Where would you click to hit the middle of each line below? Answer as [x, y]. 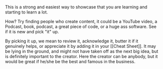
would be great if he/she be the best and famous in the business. [70, 62]
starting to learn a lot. [27, 12]
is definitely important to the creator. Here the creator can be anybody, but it [81, 56]
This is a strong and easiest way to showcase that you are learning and [76, 7]
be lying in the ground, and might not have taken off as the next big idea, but [82, 51]
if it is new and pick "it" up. [32, 32]
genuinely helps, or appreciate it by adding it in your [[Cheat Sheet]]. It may [81, 46]
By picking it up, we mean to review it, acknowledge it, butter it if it [72, 41]
